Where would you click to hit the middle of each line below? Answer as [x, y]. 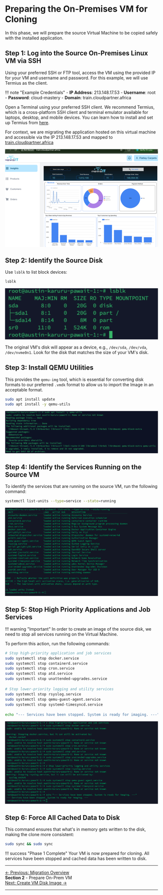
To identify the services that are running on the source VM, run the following [81, 486]
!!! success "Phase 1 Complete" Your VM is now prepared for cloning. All [77, 853]
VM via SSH [23, 61]
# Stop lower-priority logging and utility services [59, 689]
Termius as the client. [26, 83]
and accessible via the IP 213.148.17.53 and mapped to [59, 137]
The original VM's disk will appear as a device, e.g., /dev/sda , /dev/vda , [76, 347]
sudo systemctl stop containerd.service [47, 663]
